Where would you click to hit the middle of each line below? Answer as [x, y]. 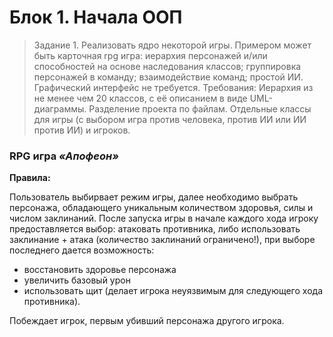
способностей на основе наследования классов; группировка [167, 66]
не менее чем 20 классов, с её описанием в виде [140, 98]
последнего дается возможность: [82, 250]
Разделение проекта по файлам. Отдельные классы [200, 108]
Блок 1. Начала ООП [96, 17]
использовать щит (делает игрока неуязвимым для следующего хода [173, 291]
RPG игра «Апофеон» [64, 156]
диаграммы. [60, 108]
